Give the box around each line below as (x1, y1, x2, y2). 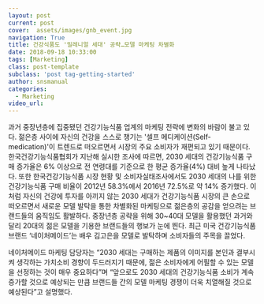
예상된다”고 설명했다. (8, 287, 73, 297)
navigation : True (8, 33, 65, 42)
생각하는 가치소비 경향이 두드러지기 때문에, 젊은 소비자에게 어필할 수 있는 (16, 257, 240, 267)
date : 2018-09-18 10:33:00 (8, 48, 97, 56)
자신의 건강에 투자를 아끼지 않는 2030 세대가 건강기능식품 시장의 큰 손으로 (22, 191, 251, 201)
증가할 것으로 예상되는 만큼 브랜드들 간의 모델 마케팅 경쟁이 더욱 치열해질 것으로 (8, 277, 252, 287)
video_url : (8, 99, 44, 107)
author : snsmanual (8, 77, 69, 85)
